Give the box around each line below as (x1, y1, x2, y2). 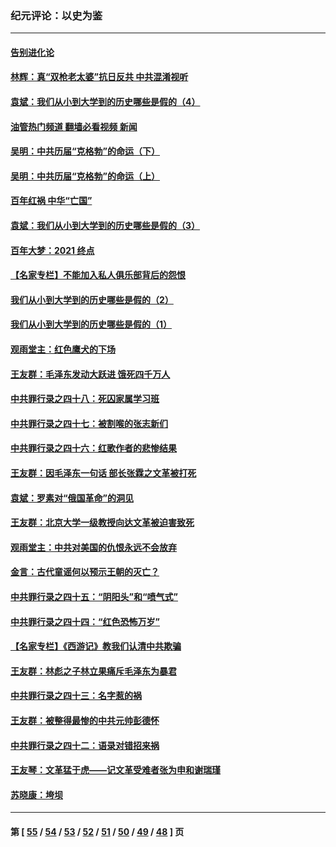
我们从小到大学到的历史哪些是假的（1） (10, 318, 173, 331)
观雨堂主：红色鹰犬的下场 (10, 343, 116, 356)
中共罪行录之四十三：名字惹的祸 (10, 690, 142, 702)
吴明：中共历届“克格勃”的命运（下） (10, 145, 161, 157)
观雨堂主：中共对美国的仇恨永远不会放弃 (10, 541, 177, 553)
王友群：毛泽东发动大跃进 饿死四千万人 (10, 368, 171, 380)
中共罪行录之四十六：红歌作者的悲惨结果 (10, 442, 177, 454)
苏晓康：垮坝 (10, 788, 63, 801)
